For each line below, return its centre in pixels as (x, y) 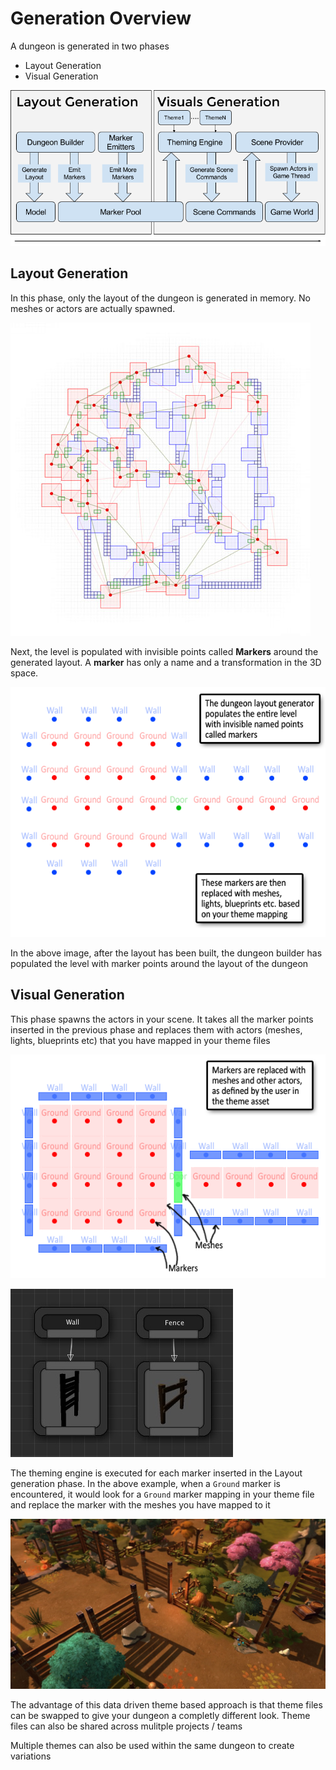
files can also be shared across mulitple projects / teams (126, 1726)
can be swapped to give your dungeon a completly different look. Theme (160, 1715)
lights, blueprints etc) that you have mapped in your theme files (140, 1040)
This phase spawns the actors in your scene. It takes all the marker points (162, 1019)
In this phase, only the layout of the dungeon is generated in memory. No (160, 298)
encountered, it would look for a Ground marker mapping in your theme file (162, 1494)
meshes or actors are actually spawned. (93, 308)
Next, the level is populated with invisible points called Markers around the (164, 651)
